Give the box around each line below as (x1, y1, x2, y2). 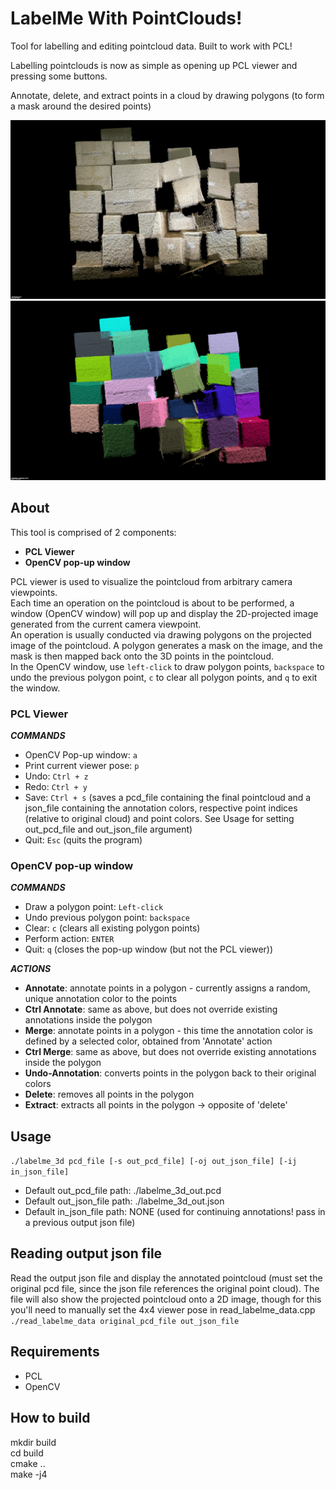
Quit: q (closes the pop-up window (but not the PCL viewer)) (24, 943, 274, 956)
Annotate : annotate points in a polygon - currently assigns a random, (24, 982, 311, 994)
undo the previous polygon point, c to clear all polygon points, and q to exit (10, 671, 318, 683)
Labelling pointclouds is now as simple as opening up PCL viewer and (10, 59, 298, 71)
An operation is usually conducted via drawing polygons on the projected (10, 628, 312, 641)
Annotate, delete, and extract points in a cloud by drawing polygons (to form (10, 89, 325, 101)
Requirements (10, 1343, 100, 1361)
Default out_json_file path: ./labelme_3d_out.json (24, 1195, 225, 1207)
